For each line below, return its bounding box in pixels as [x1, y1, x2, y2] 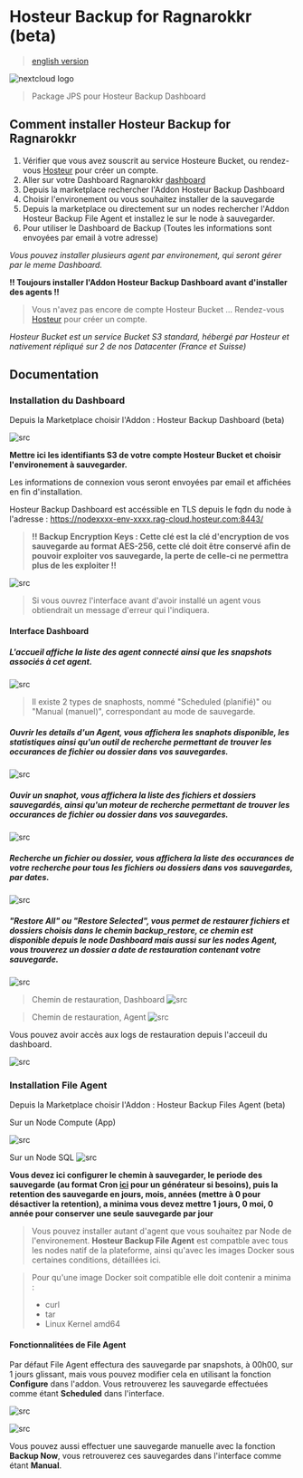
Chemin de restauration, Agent [31, 1012, 147, 1022]
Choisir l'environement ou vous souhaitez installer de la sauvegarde [22, 193, 275, 205]
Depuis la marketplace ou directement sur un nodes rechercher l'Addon [22, 203, 289, 214]
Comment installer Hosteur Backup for [9, 117, 232, 132]
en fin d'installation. [9, 486, 83, 497]
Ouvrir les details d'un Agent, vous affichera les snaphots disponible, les [9, 726, 289, 737]
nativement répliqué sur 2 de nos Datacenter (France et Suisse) [9, 341, 247, 351]
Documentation [9, 367, 99, 382]
